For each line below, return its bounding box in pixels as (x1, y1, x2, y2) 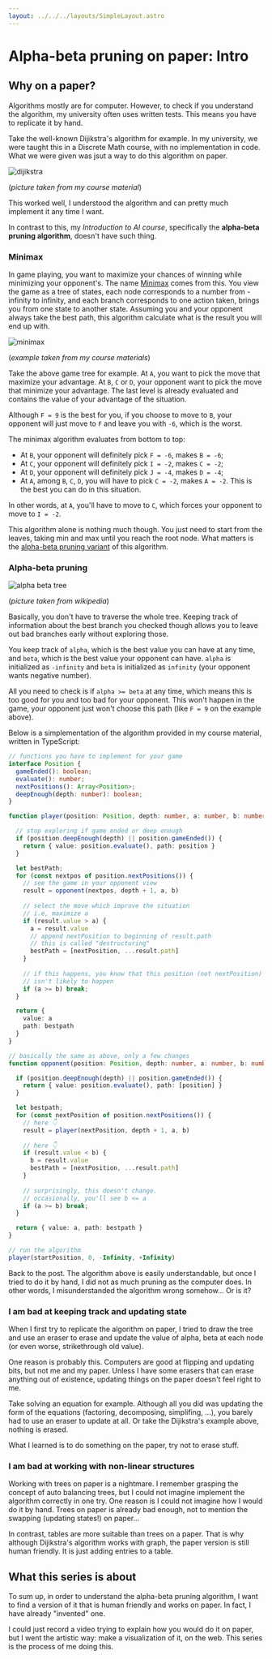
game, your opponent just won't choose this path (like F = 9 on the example (8, 703, 261, 714)
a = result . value (29, 924, 89, 933)
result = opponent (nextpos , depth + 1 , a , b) (23, 887, 180, 895)
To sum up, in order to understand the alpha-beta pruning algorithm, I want (8, 1592, 259, 1601)
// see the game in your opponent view (23, 879, 158, 888)
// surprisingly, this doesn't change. (23, 1186, 158, 1195)
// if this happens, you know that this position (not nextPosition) (23, 969, 263, 978)
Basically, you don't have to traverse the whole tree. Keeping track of (8, 612, 239, 621)
